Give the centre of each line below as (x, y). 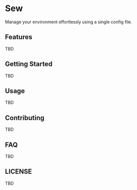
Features (19, 37)
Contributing (25, 118)
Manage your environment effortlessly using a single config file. (68, 22)
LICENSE (19, 172)
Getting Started (29, 64)
